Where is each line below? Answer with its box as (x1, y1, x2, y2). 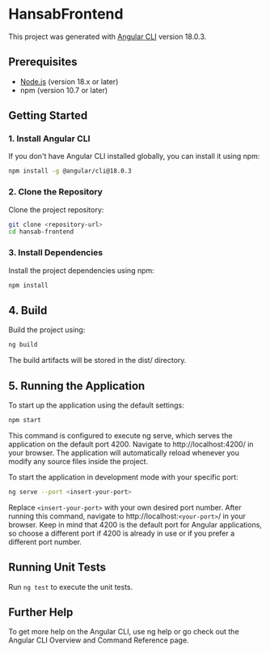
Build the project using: (8, 325, 86, 335)
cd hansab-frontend (8, 228, 74, 236)
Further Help (8, 605, 74, 619)
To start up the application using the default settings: (8, 400, 184, 410)
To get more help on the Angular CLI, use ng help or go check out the (8, 627, 240, 637)
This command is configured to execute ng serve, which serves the (8, 430, 233, 440)
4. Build (8, 303, 48, 317)
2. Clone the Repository (8, 186, 103, 198)
